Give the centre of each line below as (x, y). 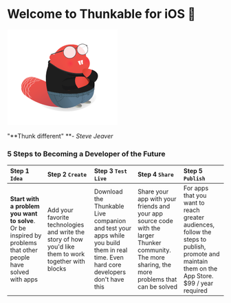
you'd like (61, 247)
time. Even (109, 258)
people (20, 258)
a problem (25, 207)
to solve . (23, 221)
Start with (24, 199)
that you (195, 195)
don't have (109, 280)
